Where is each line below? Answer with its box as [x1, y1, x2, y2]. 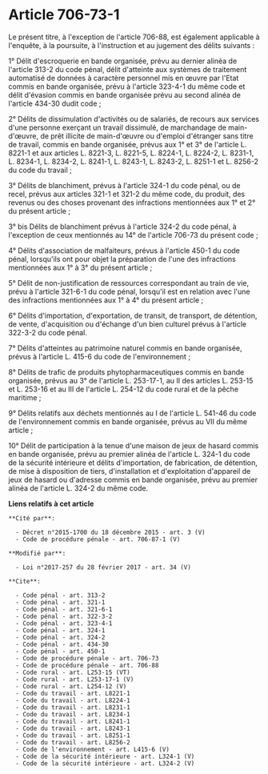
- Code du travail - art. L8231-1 [15, 703, 130, 712]
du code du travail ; [8, 165, 72, 174]
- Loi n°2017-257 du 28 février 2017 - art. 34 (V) [15, 563, 192, 571]
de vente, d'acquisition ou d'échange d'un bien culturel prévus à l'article [8, 319, 247, 329]
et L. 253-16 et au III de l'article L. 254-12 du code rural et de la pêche [8, 384, 238, 394]
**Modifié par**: [8, 549, 66, 557]
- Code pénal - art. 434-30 [15, 640, 110, 648]
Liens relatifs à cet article [8, 499, 94, 508]
